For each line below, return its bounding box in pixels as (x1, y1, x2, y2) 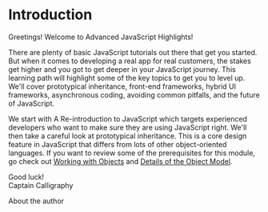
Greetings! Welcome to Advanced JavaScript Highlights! (8, 32, 194, 42)
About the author (8, 196, 65, 206)
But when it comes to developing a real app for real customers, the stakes (8, 56, 252, 66)
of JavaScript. (8, 98, 54, 108)
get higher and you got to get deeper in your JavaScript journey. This (8, 64, 236, 74)
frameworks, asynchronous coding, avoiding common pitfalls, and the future (8, 90, 260, 99)
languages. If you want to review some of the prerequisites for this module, (8, 148, 256, 158)
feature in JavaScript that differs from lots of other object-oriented (8, 139, 227, 149)
